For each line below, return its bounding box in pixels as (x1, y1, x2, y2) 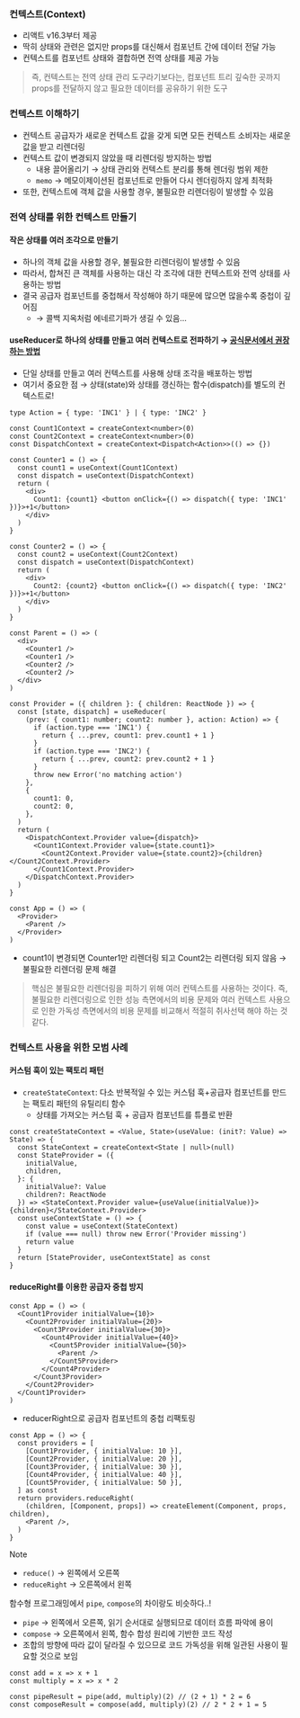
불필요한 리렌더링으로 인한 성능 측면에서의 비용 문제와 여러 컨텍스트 (31, 994, 267, 1005)
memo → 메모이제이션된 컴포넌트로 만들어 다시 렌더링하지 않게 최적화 (35, 174, 273, 185)
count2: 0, (32, 801, 75, 810)
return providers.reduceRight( (17, 1494, 135, 1503)
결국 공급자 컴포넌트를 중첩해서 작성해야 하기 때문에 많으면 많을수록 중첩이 (22, 290, 282, 300)
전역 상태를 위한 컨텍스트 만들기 (9, 210, 137, 223)
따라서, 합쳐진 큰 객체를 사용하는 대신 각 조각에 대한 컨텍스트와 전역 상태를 (22, 267, 281, 278)
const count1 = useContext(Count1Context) (17, 463, 179, 472)
